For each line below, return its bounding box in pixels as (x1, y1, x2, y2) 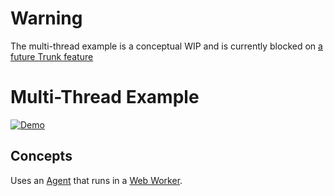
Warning (10, 7, 83, 30)
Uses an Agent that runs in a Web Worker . (10, 174, 183, 186)
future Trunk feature (10, 50, 94, 62)
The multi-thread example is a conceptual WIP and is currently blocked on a (10, 40, 323, 52)
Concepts (10, 148, 73, 165)
